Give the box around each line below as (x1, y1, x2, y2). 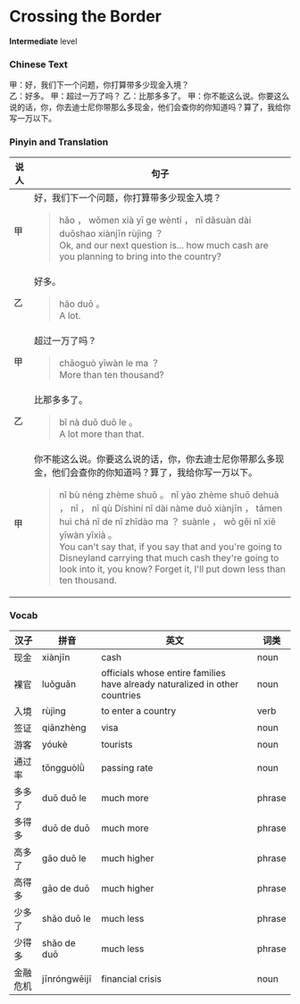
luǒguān (41, 677, 77, 690)
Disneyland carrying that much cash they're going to (59, 551, 279, 564)
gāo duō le (41, 851, 87, 864)
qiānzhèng (41, 721, 87, 733)
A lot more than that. (59, 427, 145, 439)
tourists (101, 738, 133, 750)
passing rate (101, 761, 154, 774)
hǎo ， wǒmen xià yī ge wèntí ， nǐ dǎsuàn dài (59, 213, 252, 226)
